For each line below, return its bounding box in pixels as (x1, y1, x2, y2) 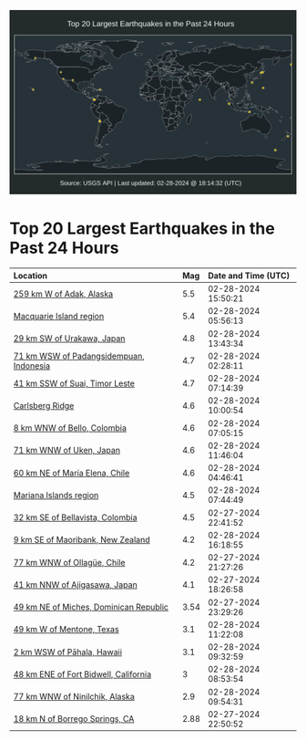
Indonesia (13, 360, 51, 370)
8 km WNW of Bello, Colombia (13, 423, 127, 433)
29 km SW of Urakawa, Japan (13, 333, 126, 344)
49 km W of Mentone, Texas (13, 624, 120, 635)
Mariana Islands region (13, 489, 99, 500)
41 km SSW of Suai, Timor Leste (13, 378, 135, 389)
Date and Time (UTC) (208, 270, 290, 281)
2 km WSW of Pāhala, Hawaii (13, 646, 123, 657)
